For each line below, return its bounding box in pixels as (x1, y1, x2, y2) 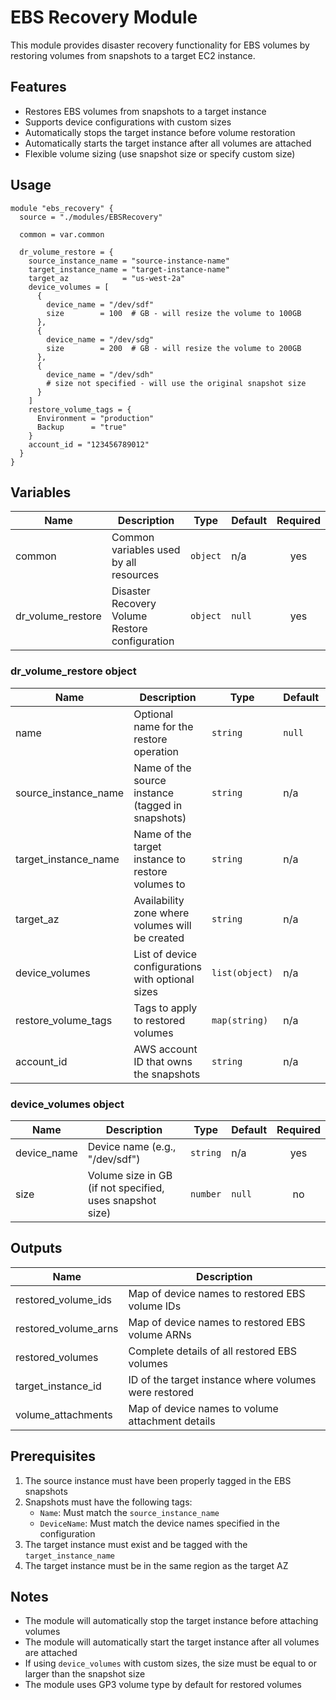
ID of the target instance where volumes (128, 1372, 317, 1386)
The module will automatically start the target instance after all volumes (24, 1636, 320, 1648)
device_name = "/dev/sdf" (46, 299, 155, 310)
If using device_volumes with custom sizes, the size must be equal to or (24, 1657, 318, 1670)
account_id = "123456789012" (28, 439, 150, 450)
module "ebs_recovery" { (10, 203, 114, 213)
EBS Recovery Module (10, 6, 198, 29)
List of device (133, 947, 198, 961)
